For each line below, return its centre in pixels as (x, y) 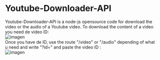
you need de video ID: (27, 32)
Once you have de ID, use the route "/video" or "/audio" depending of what (80, 42)
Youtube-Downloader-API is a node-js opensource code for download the (79, 22)
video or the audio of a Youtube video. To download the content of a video (79, 26)
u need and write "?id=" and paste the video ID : (53, 47)
